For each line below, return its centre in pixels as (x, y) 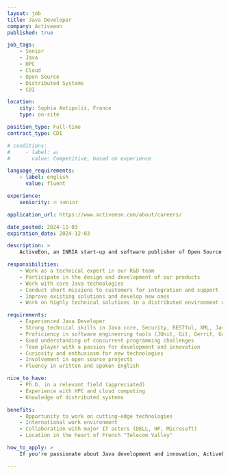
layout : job (24, 13)
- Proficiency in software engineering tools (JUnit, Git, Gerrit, (117, 334)
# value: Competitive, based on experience (79, 158)
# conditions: (27, 146)
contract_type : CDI (35, 133)
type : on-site (39, 115)
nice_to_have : (27, 378)
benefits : (21, 410)
